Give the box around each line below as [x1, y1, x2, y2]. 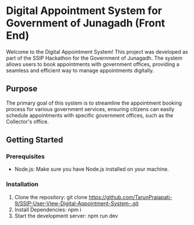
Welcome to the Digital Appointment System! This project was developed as [6, 48, 188, 55]
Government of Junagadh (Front [6, 16, 165, 30]
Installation [6, 180, 39, 188]
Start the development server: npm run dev [14, 212, 118, 219]
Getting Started [6, 135, 64, 145]
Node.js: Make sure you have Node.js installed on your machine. [14, 165, 169, 173]
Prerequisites [6, 153, 45, 161]
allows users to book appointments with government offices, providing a [6, 60, 179, 68]
